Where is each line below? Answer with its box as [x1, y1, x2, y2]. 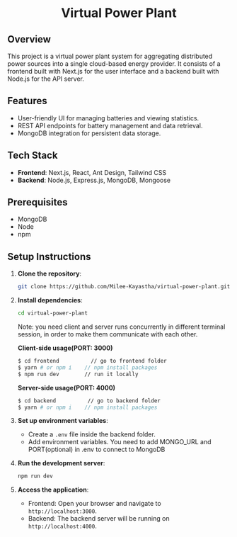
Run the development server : [17, 459, 105, 468]
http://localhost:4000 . [28, 522, 97, 531]
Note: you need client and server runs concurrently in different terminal [17, 322, 226, 331]
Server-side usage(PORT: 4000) [17, 383, 115, 392]
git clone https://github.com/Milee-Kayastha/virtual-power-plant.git [17, 283, 231, 290]
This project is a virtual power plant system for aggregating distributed [7, 52, 213, 60]
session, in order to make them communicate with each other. [17, 330, 198, 338]
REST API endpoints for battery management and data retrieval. [17, 121, 203, 130]
